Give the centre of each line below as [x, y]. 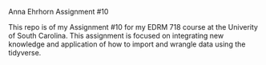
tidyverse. [25, 53]
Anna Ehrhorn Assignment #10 [58, 12]
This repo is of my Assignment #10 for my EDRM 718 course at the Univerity [133, 27]
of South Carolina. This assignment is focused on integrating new [116, 36]
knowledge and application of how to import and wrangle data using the [127, 44]
